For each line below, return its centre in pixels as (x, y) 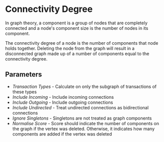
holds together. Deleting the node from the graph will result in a (70, 48)
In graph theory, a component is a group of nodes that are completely (76, 23)
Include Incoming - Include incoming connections (63, 97)
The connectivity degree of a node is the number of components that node (82, 43)
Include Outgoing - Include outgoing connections (63, 102)
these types (25, 92)
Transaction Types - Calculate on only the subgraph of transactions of (84, 86)
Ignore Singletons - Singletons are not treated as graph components (82, 118)
